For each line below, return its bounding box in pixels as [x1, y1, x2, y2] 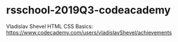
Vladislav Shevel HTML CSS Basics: [6, 23, 93, 30]
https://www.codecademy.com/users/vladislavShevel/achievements [6, 29, 172, 36]
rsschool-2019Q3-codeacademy [6, 3, 171, 17]
